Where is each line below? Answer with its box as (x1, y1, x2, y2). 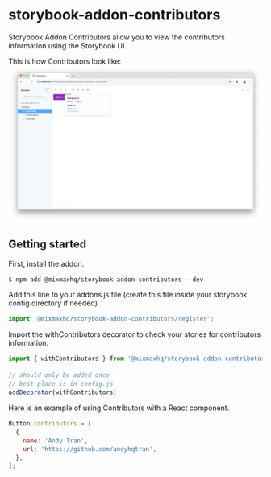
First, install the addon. (8, 259, 85, 268)
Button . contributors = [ (8, 420, 92, 428)
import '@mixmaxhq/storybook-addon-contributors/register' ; (8, 314, 215, 323)
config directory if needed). (8, 298, 100, 308)
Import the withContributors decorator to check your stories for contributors (8, 329, 261, 339)
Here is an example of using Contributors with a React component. (8, 403, 230, 413)
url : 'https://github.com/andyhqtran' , (23, 445, 157, 453)
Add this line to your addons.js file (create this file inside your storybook (8, 289, 248, 299)
